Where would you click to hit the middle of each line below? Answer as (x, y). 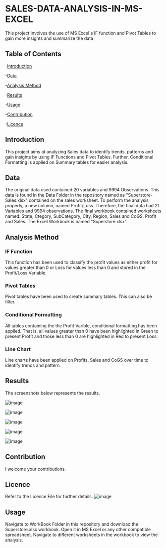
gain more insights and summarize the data (49, 38)
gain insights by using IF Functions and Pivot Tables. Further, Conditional (79, 157)
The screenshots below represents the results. (53, 393)
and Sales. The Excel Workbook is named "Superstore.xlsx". (66, 222)
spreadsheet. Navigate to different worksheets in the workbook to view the (82, 535)
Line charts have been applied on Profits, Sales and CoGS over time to (77, 360)
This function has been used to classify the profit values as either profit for (81, 263)
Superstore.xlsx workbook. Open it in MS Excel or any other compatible (78, 530)
